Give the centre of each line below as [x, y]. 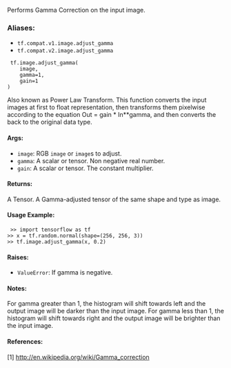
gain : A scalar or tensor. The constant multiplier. [85, 168]
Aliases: [21, 28]
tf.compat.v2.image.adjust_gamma [65, 51]
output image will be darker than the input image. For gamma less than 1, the [115, 311]
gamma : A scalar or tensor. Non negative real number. [91, 160]
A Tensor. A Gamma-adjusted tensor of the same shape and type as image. [114, 199]
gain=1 [29, 81]
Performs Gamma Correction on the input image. [77, 10]
